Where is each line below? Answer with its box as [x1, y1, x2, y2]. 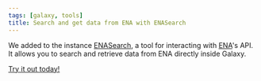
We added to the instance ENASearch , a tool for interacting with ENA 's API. [8, 40, 254, 50]
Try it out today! [8, 64, 60, 73]
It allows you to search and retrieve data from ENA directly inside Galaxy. [8, 49, 247, 58]
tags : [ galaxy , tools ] [8, 11, 83, 20]
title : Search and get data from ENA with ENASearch [8, 19, 186, 27]
